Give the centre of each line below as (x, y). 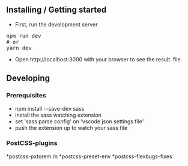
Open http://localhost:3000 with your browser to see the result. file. (99, 59)
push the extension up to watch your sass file (71, 128)
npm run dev (24, 36)
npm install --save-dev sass (50, 108)
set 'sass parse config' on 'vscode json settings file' (79, 121)
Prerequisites (26, 96)
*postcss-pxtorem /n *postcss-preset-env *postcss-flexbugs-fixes (89, 156)
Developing (28, 78)
